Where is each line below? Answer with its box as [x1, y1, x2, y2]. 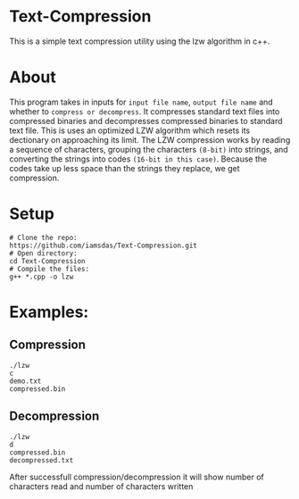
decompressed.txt [9, 455, 74, 465]
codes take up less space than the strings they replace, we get [9, 162, 240, 173]
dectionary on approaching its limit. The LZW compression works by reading [9, 134, 291, 145]
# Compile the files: [9, 264, 90, 273]
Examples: [9, 302, 89, 322]
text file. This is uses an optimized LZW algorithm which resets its [9, 125, 251, 136]
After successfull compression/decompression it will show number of [9, 471, 265, 482]
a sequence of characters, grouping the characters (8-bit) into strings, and [9, 144, 288, 154]
